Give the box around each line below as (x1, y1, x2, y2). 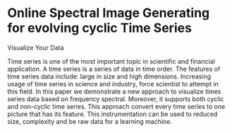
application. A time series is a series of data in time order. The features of (7, 64, 221, 73)
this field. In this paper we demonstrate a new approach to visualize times (7, 87, 221, 96)
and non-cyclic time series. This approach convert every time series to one (7, 102, 226, 110)
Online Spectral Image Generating (7, 5, 210, 21)
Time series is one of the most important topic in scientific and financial (7, 57, 215, 65)
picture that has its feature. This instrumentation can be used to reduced (7, 110, 218, 118)
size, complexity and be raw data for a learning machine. (7, 117, 173, 125)
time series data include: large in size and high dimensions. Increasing (7, 72, 212, 81)
